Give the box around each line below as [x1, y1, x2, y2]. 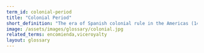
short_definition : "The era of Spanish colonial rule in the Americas [6, 20, 189, 26]
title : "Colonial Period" [6, 15, 72, 21]
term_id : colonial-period [6, 9, 72, 15]
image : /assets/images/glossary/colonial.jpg [6, 26, 123, 32]
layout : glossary [6, 37, 50, 43]
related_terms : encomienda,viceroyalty [6, 32, 107, 38]
